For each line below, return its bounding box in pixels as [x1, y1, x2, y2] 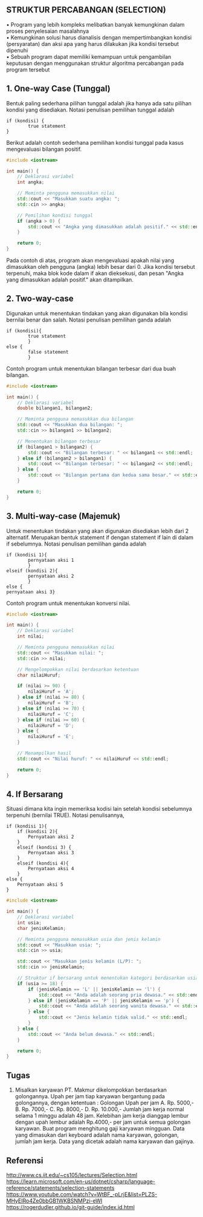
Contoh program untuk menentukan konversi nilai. [6, 599, 131, 607]
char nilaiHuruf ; [17, 672, 61, 678]
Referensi [6, 1155, 43, 1166]
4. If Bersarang [6, 789, 63, 799]
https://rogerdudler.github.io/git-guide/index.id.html [6, 1203, 135, 1210]
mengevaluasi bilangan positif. [6, 145, 82, 153]
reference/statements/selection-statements [6, 1184, 115, 1192]
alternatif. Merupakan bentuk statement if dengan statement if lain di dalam [6, 533, 194, 541]
